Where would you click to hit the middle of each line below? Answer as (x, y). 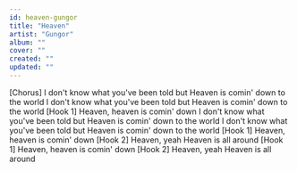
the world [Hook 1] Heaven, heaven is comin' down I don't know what (137, 111)
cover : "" (28, 51)
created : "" (31, 59)
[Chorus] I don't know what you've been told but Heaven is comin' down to (148, 92)
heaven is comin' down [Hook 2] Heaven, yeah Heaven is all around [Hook (146, 140)
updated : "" (31, 68)
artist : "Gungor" (42, 34)
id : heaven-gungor (43, 17)
